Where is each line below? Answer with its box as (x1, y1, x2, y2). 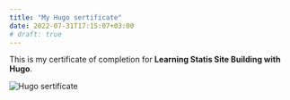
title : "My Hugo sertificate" (9, 12, 123, 22)
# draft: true (9, 29, 63, 38)
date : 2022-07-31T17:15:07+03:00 (9, 21, 135, 30)
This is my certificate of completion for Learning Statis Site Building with (9, 54, 281, 65)
